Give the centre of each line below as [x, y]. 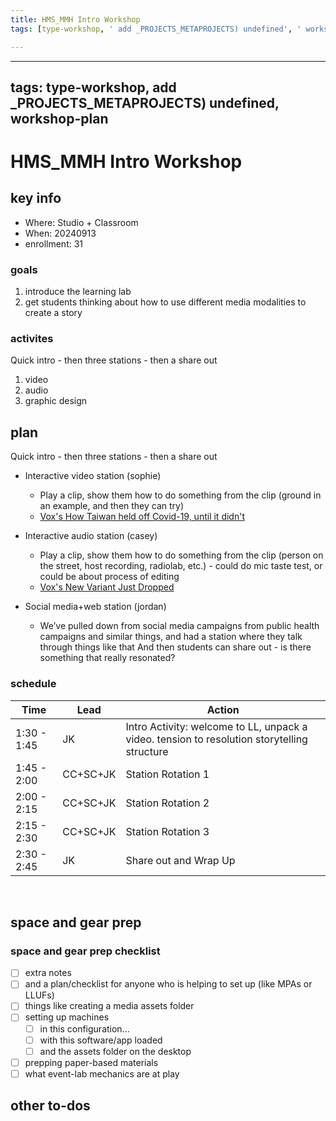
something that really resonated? [107, 658]
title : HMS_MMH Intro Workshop [75, 19]
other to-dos [50, 1106]
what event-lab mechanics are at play [102, 1073]
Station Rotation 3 [167, 831]
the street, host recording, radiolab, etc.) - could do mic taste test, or [181, 566]
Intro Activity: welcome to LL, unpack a [216, 726]
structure [147, 751]
